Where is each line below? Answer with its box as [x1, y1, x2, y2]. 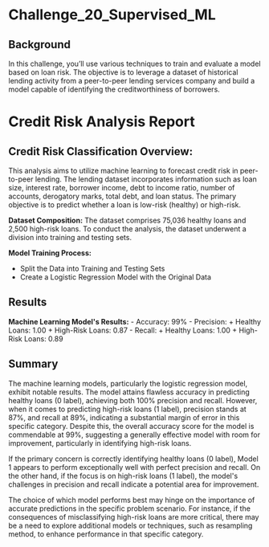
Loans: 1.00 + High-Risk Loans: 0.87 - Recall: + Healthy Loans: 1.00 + [8, 325, 238, 335]
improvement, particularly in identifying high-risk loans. [8, 438, 192, 447]
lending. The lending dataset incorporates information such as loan [35, 174, 257, 184]
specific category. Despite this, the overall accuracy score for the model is [8, 421, 255, 431]
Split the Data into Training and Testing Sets [19, 263, 165, 273]
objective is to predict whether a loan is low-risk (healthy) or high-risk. [8, 200, 241, 210]
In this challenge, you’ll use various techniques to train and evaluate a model [8, 59, 261, 68]
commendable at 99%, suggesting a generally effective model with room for [8, 430, 261, 439]
